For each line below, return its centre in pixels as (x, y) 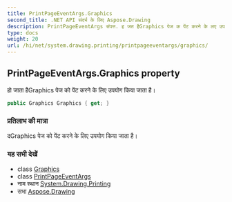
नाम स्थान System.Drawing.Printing (64, 184)
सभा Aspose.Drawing (46, 192)
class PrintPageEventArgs (54, 176)
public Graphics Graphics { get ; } (58, 103)
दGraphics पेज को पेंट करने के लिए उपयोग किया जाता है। (72, 136)
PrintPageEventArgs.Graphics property (94, 73)
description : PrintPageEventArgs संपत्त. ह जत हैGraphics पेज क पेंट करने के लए (112, 26)
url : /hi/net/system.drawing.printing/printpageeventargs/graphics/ (108, 46)
